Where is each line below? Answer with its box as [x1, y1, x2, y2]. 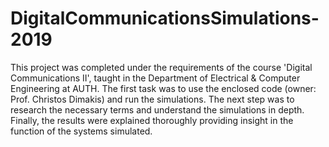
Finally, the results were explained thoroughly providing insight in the [10, 114, 294, 126]
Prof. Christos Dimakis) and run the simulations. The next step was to [10, 93, 295, 105]
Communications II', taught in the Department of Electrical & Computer [10, 72, 301, 84]
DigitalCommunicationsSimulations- [10, 7, 320, 30]
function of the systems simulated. [10, 125, 153, 137]
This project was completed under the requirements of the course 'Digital [10, 61, 313, 73]
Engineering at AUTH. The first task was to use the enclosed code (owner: [10, 82, 317, 94]
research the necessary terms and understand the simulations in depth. [10, 103, 305, 116]
